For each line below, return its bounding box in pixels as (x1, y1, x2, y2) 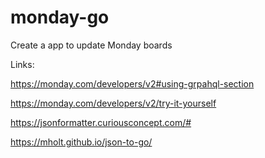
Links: (10, 58, 35, 70)
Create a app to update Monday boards (10, 39, 173, 51)
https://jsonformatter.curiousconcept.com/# (10, 116, 192, 128)
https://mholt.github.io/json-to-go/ (10, 136, 153, 148)
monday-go (10, 6, 110, 29)
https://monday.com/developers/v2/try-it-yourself (10, 97, 217, 109)
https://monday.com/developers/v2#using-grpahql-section (10, 77, 255, 90)
